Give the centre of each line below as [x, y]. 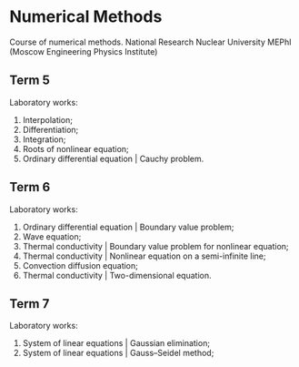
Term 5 [30, 81]
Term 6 [30, 187]
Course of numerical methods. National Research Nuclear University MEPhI [151, 42]
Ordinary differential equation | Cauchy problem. [113, 158]
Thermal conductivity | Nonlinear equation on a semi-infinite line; [144, 256]
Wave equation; [52, 236]
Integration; [44, 139]
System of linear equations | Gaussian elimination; [116, 343]
